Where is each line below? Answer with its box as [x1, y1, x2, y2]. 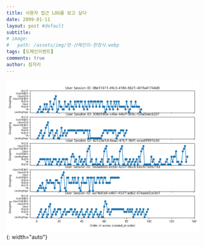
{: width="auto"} [6, 233, 48, 240]
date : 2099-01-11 [6, 16, 51, 23]
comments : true [6, 55, 45, 61]
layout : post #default [6, 23, 64, 29]
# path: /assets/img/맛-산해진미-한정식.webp [6, 42, 120, 48]
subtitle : [6, 29, 32, 35]
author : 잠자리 [6, 61, 42, 67]
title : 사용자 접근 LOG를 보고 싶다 [6, 10, 87, 16]
